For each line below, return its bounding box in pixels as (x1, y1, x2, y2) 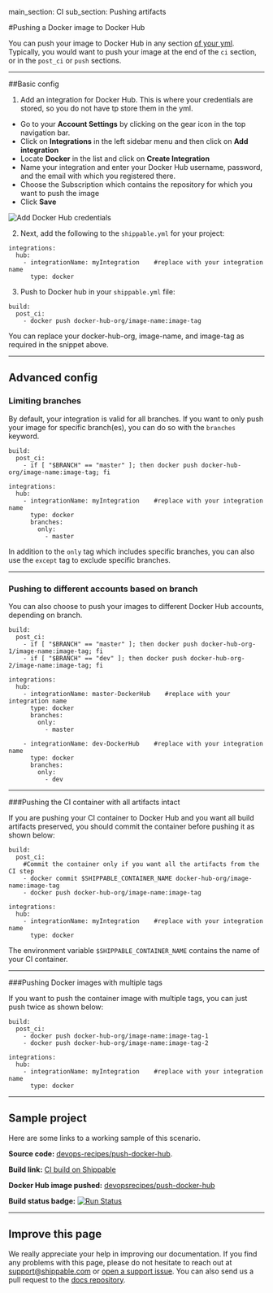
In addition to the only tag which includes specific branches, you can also (8, 546, 255, 556)
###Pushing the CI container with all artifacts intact (8, 797, 180, 807)
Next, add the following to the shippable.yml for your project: (19, 229, 225, 238)
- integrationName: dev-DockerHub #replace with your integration (23, 739, 264, 747)
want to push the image (19, 189, 100, 198)
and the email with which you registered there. (19, 171, 176, 181)
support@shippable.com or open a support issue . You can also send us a (8, 1266, 254, 1276)
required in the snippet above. (8, 340, 109, 349)
